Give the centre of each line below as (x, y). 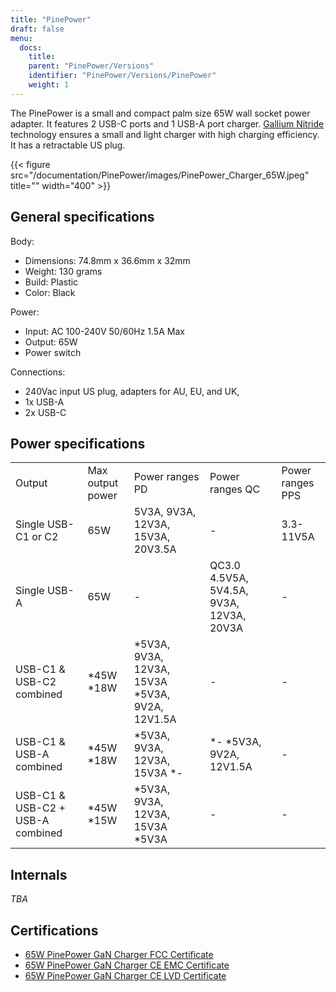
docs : (31, 47)
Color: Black (50, 292)
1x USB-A (44, 402)
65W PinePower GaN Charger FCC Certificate (119, 954)
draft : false (37, 29)
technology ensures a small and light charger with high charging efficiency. (165, 134)
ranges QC (235, 489)
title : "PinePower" (51, 19)
